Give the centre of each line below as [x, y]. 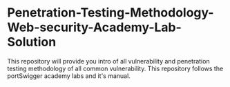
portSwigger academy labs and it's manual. [69, 76]
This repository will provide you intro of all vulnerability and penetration [108, 61]
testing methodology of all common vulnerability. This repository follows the [115, 68]
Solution [32, 42]
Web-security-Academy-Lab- [94, 27]
